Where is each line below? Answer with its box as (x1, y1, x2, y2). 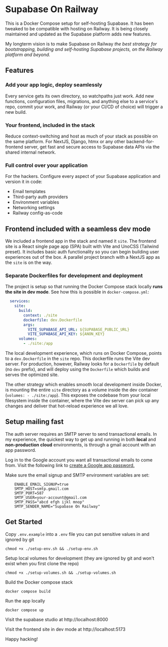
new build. (5, 109, 27, 115)
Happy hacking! (5, 636, 38, 642)
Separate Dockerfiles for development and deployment (5, 272, 143, 279)
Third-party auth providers (12, 194, 68, 200)
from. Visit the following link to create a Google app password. (5, 462, 135, 468)
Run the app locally (5, 597, 45, 604)
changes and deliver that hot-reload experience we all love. (5, 403, 129, 409)
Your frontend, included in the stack (5, 121, 95, 128)
